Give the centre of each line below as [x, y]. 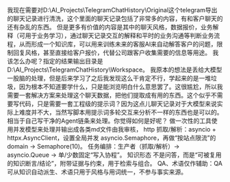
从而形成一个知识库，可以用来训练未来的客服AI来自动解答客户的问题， [118, 44]
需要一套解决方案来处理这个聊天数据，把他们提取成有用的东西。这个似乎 [109, 95]
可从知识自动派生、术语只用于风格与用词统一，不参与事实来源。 [97, 172]
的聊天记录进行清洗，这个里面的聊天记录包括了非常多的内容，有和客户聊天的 [115, 18]
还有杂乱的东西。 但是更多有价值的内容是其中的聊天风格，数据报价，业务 [110, 27]
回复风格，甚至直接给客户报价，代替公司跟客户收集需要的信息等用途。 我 [116, 52]
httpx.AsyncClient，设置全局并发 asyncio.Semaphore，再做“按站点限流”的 [112, 138]
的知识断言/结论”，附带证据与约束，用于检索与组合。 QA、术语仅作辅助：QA [115, 163]
